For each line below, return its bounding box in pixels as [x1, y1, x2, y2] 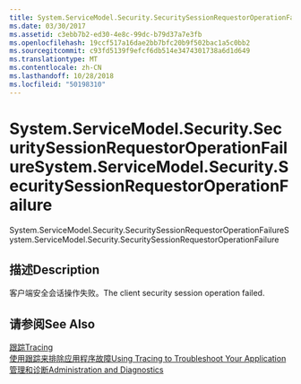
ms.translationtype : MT [9, 55, 99, 64]
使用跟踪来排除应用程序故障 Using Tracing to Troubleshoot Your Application [9, 353, 287, 364]
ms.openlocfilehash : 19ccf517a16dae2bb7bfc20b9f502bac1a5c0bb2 [9, 38, 251, 48]
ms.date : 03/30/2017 [9, 22, 87, 31]
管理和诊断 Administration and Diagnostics [9, 364, 164, 375]
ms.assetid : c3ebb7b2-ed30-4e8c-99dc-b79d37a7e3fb [9, 30, 202, 39]
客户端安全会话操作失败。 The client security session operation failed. [9, 288, 265, 299]
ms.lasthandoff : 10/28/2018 [9, 72, 115, 81]
